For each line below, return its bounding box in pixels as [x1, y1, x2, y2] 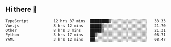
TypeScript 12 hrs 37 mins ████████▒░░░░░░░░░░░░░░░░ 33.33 [5, 18, 166, 23]
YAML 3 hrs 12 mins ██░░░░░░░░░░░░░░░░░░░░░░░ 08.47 [5, 37, 166, 42]
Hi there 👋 [5, 5, 37, 14]
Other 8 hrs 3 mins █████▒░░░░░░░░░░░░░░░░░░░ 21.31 [5, 28, 166, 33]
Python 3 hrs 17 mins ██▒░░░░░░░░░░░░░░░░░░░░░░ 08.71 [5, 32, 166, 38]
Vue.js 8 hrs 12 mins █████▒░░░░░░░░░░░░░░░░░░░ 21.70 [5, 23, 166, 28]
